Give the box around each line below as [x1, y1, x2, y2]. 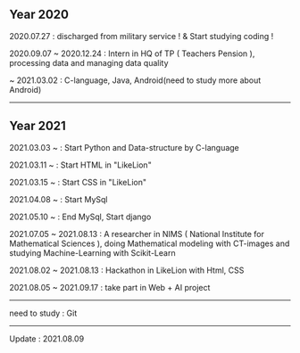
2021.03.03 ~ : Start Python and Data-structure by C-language [9, 142, 239, 152]
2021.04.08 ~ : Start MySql [9, 193, 108, 204]
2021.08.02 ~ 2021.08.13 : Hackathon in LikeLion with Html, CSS [9, 265, 245, 275]
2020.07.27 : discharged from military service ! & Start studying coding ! [9, 30, 274, 41]
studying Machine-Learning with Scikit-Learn [9, 247, 176, 258]
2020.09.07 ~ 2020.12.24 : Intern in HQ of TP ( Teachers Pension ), [9, 48, 255, 59]
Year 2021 [9, 119, 67, 134]
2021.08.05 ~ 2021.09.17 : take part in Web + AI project [9, 282, 211, 292]
